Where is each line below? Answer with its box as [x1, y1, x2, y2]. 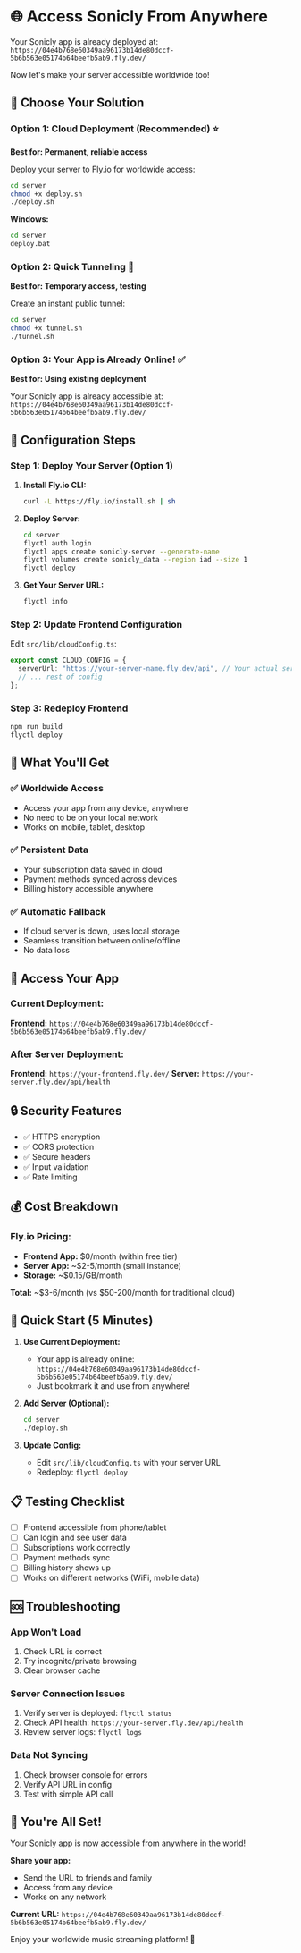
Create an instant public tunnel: [10, 298, 126, 309]
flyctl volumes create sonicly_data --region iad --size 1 [22, 555, 248, 564]
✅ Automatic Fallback [10, 905, 106, 917]
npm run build [10, 723, 63, 731]
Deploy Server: [22, 512, 81, 524]
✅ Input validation [22, 1161, 89, 1172]
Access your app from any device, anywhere [22, 802, 188, 813]
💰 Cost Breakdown [10, 1199, 119, 1214]
